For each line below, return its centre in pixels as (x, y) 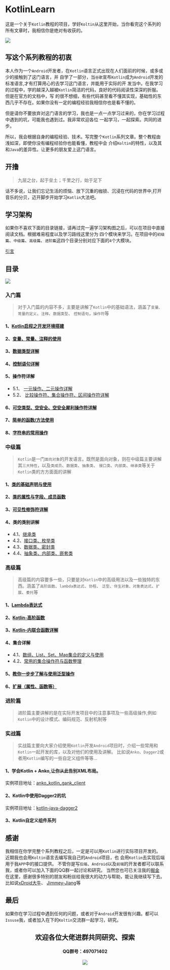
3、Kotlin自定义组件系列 (31, 820)
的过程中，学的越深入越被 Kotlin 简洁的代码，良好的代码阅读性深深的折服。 (83, 89)
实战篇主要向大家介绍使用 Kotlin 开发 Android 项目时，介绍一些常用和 (88, 746)
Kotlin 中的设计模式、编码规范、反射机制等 (62, 719)
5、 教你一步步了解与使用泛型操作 (40, 674)
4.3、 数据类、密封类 (34, 547)
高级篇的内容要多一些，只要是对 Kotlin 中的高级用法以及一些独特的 (87, 580)
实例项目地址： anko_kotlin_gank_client (46, 783)
